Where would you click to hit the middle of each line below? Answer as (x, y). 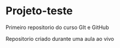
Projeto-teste (39, 11)
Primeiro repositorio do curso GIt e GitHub (57, 27)
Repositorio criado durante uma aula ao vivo (60, 39)
